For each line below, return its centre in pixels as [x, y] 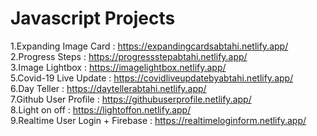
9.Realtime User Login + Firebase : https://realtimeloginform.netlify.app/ [158, 120]
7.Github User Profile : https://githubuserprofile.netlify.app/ [131, 99]
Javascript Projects [93, 18]
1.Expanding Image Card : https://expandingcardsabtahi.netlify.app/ [149, 46]
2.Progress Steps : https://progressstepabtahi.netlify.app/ [129, 56]
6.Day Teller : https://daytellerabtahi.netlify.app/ [108, 88]
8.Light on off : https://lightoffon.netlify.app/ [101, 109]
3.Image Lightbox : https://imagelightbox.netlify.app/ [118, 67]
